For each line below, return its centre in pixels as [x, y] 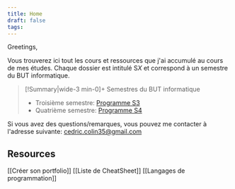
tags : [15, 27]
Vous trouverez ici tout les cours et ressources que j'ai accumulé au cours [115, 61]
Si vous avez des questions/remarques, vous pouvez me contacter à [107, 124]
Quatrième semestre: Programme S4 [89, 111]
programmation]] [32, 178]
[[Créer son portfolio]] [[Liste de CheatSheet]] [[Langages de [96, 171]
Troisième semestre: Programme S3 [87, 103]
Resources [31, 153]
